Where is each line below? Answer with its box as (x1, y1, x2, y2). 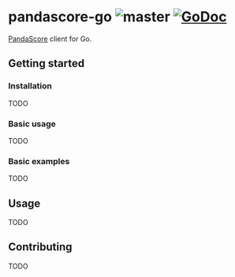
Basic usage (8, 118, 57, 129)
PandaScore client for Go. (8, 34, 92, 43)
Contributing (8, 241, 73, 254)
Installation (8, 80, 53, 92)
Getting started (8, 57, 85, 70)
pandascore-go (8, 8, 113, 26)
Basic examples (8, 155, 70, 167)
